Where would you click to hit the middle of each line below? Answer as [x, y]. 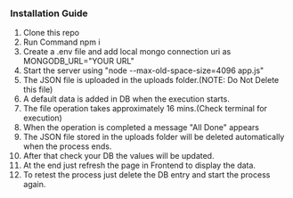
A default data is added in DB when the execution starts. [126, 99]
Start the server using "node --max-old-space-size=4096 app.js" [143, 70]
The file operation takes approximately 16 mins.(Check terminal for [145, 109]
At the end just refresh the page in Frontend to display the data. [139, 165]
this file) [38, 90]
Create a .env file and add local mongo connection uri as [127, 52]
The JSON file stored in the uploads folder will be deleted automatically [154, 137]
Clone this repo [51, 33]
